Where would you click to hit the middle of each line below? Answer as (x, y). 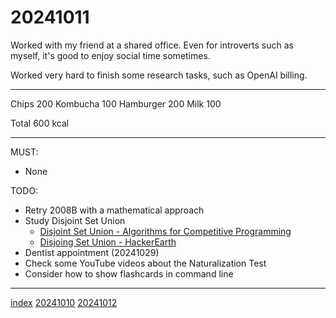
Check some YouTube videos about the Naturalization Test (145, 263)
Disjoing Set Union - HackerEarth (108, 242)
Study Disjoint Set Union (75, 220)
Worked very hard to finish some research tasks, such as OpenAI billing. (159, 75)
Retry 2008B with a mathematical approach (114, 210)
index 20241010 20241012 (64, 302)
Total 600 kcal (40, 123)
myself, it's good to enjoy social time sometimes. (110, 55)
